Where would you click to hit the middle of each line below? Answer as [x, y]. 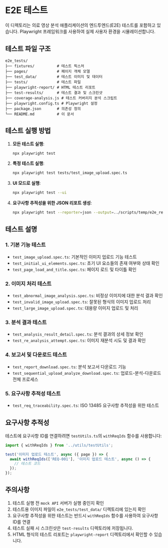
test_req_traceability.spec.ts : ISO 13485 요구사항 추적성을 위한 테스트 [86, 405]
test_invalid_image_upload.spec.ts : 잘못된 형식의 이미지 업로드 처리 [82, 302]
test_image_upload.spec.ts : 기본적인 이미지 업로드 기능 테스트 [74, 257]
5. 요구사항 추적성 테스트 [33, 393]
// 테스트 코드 [27, 464]
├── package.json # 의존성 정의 [43, 108]
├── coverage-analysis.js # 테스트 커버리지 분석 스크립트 [61, 98]
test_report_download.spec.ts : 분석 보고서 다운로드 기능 [69, 367]
